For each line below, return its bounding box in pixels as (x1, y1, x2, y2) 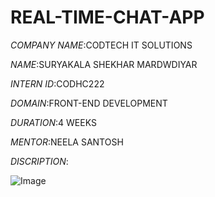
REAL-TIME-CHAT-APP (10, 6, 205, 29)
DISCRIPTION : (10, 155, 69, 167)
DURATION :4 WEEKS (10, 116, 97, 128)
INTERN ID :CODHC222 (10, 77, 105, 90)
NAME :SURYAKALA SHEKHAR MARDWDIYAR (10, 58, 198, 70)
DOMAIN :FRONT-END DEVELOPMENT (10, 97, 168, 109)
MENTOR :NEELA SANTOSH (10, 136, 124, 148)
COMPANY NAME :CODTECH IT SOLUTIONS (10, 39, 193, 51)
